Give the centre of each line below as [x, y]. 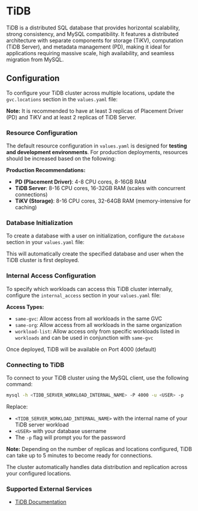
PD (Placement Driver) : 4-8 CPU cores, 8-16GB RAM [81, 182]
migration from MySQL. [35, 59]
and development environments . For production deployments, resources [97, 152]
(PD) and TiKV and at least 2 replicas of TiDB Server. [71, 117]
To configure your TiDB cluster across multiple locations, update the [91, 93]
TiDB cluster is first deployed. [43, 260]
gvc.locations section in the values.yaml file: [62, 99]
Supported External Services [49, 489]
